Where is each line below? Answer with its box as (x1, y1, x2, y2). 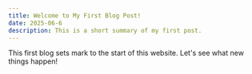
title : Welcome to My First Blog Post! (8, 11, 142, 20)
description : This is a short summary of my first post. (8, 26, 202, 34)
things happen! (8, 56, 58, 66)
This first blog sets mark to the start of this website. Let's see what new (8, 49, 244, 58)
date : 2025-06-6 (8, 19, 62, 27)
